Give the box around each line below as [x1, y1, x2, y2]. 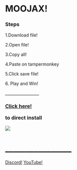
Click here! [5, 103, 32, 110]
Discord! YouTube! [5, 159, 43, 165]
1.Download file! [5, 32, 38, 38]
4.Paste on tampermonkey [5, 61, 59, 67]
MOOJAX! [5, 3, 48, 14]
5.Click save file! [5, 71, 39, 77]
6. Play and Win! [5, 80, 39, 86]
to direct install [5, 114, 42, 121]
